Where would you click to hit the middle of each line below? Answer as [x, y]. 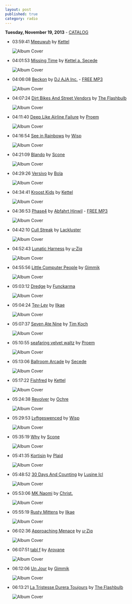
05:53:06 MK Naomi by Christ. [42, 493]
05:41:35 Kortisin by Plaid [37, 456]
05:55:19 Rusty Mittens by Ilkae [43, 512]
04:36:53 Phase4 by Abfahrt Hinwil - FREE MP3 [60, 211]
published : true [21, 14]
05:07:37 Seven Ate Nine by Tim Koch [50, 324]
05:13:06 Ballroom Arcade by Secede [49, 362]
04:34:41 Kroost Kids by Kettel [42, 192]
